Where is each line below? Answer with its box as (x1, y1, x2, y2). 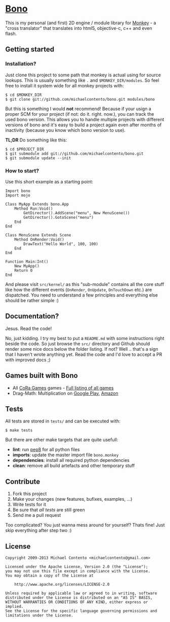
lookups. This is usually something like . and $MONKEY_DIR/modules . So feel (5, 77, 159, 83)
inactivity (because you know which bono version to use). (5, 127, 125, 133)
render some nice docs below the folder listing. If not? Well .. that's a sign (5, 346, 158, 352)
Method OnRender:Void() (14, 237, 65, 242)
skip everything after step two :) (5, 528, 72, 534)
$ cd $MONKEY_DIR (5, 92, 42, 98)
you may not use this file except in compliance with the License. (5, 568, 151, 573)
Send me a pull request (12, 512, 61, 518)
